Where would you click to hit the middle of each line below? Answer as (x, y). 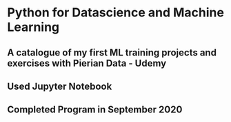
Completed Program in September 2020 (95, 110)
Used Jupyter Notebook (60, 86)
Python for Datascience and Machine (115, 13)
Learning (33, 27)
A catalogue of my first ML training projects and (112, 52)
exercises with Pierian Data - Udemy (87, 63)
